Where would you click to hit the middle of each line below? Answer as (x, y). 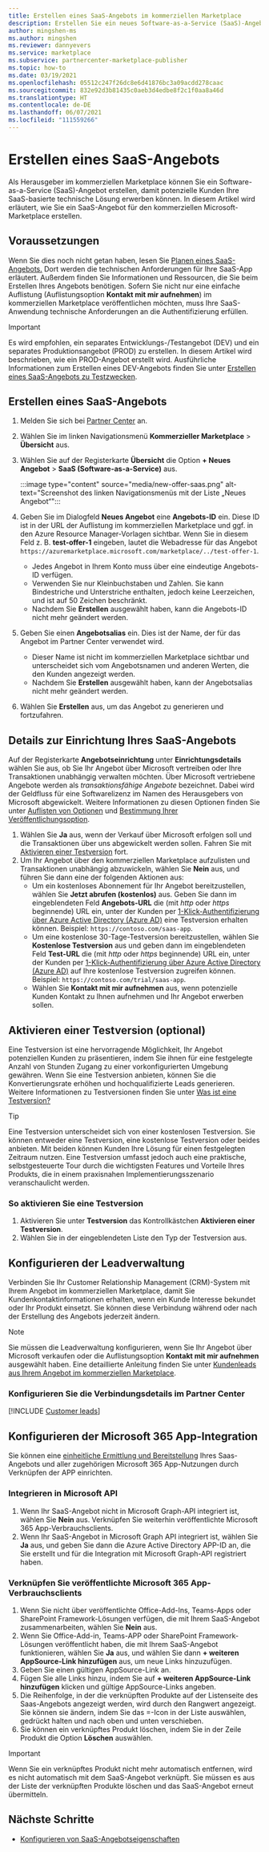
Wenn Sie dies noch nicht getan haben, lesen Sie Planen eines (111, 260)
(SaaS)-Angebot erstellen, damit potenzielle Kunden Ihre (146, 190)
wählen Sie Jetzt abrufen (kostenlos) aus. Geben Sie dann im (134, 895)
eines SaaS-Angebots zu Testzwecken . (73, 376)
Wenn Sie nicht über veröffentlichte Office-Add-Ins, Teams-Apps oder (135, 1610)
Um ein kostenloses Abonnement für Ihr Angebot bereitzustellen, (139, 886)
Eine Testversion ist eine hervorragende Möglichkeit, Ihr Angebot (116, 1049)
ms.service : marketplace (50, 53)
